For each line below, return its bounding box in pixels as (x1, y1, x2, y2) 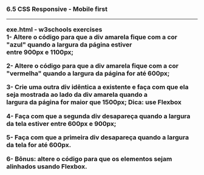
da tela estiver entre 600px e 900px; (6, 119, 117, 128)
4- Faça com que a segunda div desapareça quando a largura (6, 111, 191, 120)
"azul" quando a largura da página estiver (6, 40, 132, 48)
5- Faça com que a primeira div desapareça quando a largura (6, 133, 189, 142)
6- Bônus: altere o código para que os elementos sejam (6, 154, 172, 163)
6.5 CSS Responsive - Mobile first (6, 5, 108, 13)
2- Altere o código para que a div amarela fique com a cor (6, 62, 179, 70)
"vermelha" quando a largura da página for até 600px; (6, 69, 170, 78)
